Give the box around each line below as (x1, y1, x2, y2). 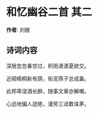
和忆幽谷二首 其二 (6, 5, 92, 19)
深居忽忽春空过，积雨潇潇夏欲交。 (6, 62, 90, 69)
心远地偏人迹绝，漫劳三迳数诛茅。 (6, 100, 90, 107)
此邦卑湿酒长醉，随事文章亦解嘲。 (6, 87, 90, 95)
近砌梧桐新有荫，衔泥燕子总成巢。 (6, 75, 90, 82)
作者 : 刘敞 (6, 26, 30, 33)
